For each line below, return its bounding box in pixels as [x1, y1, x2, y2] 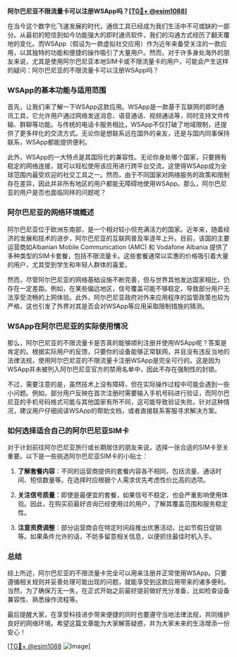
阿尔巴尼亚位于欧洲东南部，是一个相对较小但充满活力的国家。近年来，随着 [7, 225, 224, 234]
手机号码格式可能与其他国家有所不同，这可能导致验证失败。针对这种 [25, 397, 224, 406]
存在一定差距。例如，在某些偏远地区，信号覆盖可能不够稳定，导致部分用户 [7, 284, 224, 292]
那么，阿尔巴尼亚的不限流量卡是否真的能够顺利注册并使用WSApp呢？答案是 [7, 338, 227, 346]
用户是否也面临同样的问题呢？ [19, 188, 107, 197]
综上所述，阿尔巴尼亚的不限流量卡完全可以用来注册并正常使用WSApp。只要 [7, 569, 227, 577]
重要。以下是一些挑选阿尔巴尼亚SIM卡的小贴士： [7, 452, 149, 461]
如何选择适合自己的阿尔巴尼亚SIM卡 [7, 426, 129, 435]
